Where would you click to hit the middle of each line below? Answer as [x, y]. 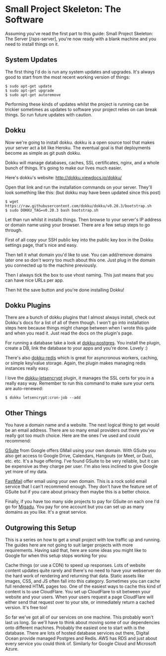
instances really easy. [27, 368]
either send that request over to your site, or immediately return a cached [80, 602]
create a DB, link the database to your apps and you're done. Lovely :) [76, 348]
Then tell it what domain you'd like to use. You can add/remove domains [79, 254]
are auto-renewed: [24, 389]
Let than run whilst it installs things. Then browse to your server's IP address [83, 219]
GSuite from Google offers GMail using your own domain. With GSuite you [81, 450]
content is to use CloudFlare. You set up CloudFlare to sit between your [78, 592]
